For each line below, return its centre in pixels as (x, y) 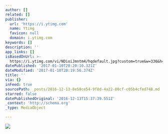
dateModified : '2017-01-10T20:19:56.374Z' (50, 71)
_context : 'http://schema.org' (38, 103)
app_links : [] (20, 52)
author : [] (16, 10)
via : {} (13, 80)
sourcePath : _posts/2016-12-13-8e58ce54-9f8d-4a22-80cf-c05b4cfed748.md (82, 89)
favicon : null (24, 33)
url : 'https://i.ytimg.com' (39, 24)
